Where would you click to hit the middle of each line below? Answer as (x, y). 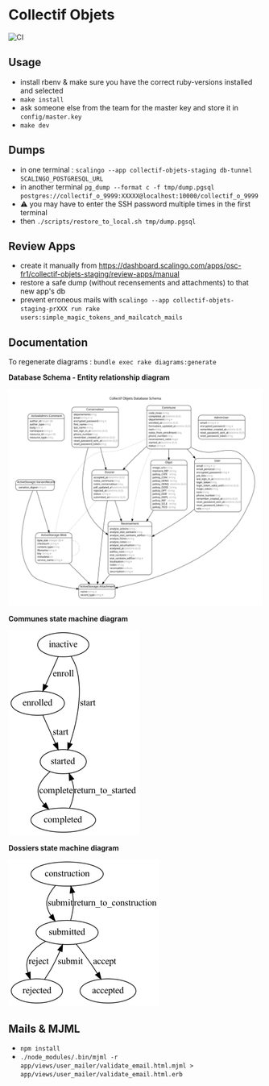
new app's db (43, 291)
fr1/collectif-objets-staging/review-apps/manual (99, 274)
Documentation (48, 342)
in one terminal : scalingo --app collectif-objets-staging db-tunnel (136, 169)
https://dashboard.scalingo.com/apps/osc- (170, 266)
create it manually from (58, 266)
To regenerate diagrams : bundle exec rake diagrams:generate (112, 362)
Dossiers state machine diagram (64, 848)
